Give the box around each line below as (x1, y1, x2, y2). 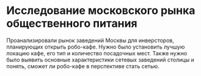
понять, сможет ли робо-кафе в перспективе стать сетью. (6, 62, 160, 70)
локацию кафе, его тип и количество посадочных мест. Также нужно (6, 49, 188, 57)
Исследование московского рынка (6, 4, 196, 18)
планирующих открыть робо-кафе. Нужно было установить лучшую (6, 43, 185, 50)
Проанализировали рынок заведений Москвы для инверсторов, (6, 36, 175, 44)
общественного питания (6, 16, 137, 30)
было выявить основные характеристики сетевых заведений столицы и (6, 56, 194, 63)
